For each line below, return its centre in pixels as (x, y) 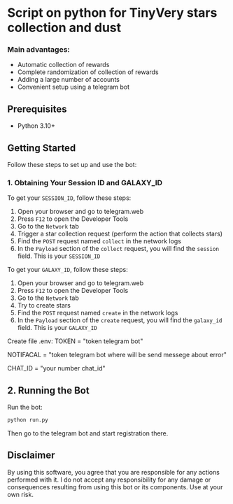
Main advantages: (38, 50)
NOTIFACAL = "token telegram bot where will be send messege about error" (117, 355)
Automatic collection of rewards (63, 65)
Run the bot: (25, 408)
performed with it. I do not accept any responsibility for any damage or (109, 480)
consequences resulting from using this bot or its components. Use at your (115, 487)
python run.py (28, 420)
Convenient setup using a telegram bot (73, 87)
